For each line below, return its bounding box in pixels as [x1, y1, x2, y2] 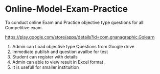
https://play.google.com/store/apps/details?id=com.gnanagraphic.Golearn [5, 34, 155, 40]
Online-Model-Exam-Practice [5, 3, 128, 15]
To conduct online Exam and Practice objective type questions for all [5, 19, 143, 25]
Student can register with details [12, 54, 78, 59]
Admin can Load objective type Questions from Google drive [12, 43, 135, 49]
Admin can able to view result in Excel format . [12, 59, 106, 65]
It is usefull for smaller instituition [12, 64, 79, 70]
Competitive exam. [5, 24, 43, 30]
